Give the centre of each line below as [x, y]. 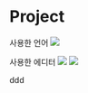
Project [37, 17]
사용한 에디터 [33, 61]
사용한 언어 [29, 42]
